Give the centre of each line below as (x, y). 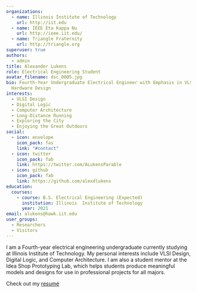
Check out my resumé (33, 284)
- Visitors (25, 230)
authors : (17, 55)
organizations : (25, 11)
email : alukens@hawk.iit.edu (42, 214)
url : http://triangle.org (48, 45)
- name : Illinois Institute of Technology (64, 17)
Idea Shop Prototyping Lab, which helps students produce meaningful (91, 266)
